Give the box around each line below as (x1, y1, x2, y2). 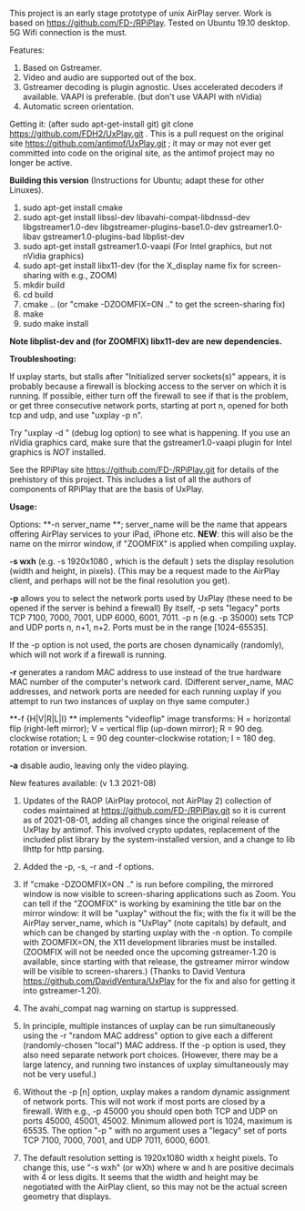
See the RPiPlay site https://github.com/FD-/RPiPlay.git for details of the (9, 464, 280, 475)
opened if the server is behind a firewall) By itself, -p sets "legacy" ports (9, 602, 280, 613)
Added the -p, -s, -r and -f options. (22, 862, 155, 872)
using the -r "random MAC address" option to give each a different (22, 1030, 273, 1041)
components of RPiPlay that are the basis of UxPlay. (9, 484, 205, 494)
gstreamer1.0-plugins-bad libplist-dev (42, 231, 185, 242)
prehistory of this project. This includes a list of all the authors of (9, 474, 252, 485)
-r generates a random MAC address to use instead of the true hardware (9, 667, 282, 677)
